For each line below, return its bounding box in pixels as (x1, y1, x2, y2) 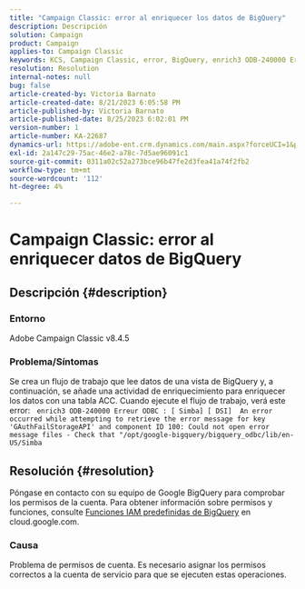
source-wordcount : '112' (9, 174, 103, 183)
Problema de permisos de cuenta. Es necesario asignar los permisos (9, 560, 266, 571)
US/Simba (9, 438, 43, 448)
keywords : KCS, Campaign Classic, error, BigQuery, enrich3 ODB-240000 (9, 55, 286, 65)
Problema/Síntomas (9, 355, 99, 368)
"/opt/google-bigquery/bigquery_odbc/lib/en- (119, 431, 295, 440)
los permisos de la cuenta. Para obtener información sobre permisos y (9, 497, 273, 508)
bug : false (9, 81, 51, 90)
